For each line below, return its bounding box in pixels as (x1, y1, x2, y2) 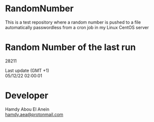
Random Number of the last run (5, 42, 136, 53)
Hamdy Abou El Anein (5, 106, 50, 112)
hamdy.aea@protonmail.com (5, 111, 63, 117)
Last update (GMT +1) (5, 67, 49, 73)
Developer (5, 90, 48, 101)
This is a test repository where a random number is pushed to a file (5, 19, 141, 25)
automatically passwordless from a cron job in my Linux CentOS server (5, 24, 149, 30)
